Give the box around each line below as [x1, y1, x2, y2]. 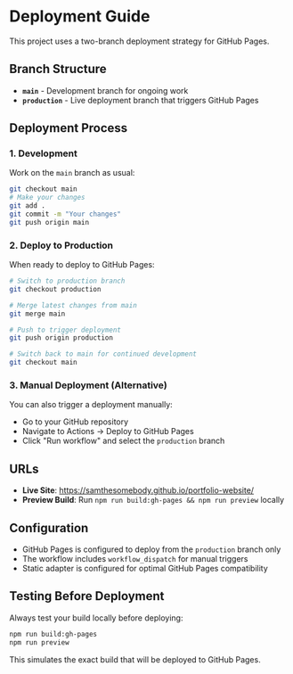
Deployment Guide [9, 6, 151, 27]
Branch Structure [9, 62, 107, 77]
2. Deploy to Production [9, 239, 114, 251]
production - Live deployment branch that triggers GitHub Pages [21, 95, 259, 105]
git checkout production [9, 284, 102, 293]
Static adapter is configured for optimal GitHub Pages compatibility [21, 563, 269, 574]
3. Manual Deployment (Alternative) [9, 379, 167, 391]
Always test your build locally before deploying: [9, 612, 183, 623]
